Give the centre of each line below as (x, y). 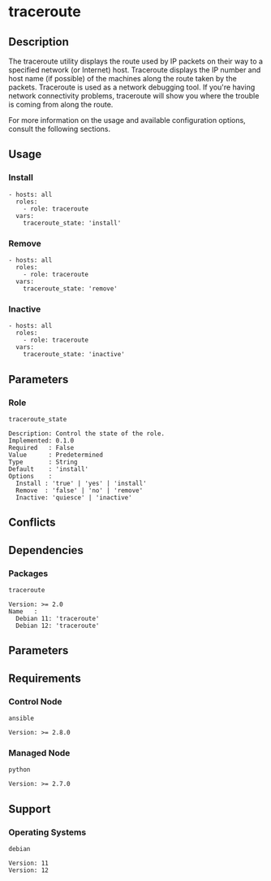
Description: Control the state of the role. (86, 434)
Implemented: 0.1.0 (41, 440)
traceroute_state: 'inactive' (74, 355)
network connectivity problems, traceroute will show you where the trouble (134, 96)
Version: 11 (28, 864)
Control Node (35, 701)
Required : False (41, 447)
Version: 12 (28, 870)
